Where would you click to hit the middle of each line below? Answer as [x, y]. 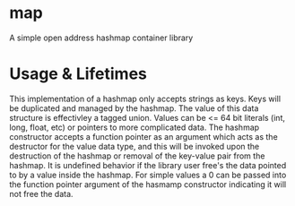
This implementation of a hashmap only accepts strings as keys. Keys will [145, 99]
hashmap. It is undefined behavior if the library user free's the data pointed [148, 165]
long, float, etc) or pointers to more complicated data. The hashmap [134, 127]
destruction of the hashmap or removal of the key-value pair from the [137, 156]
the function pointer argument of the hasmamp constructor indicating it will [148, 184]
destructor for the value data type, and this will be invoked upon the [134, 146]
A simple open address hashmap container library [101, 38]
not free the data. [41, 193]
